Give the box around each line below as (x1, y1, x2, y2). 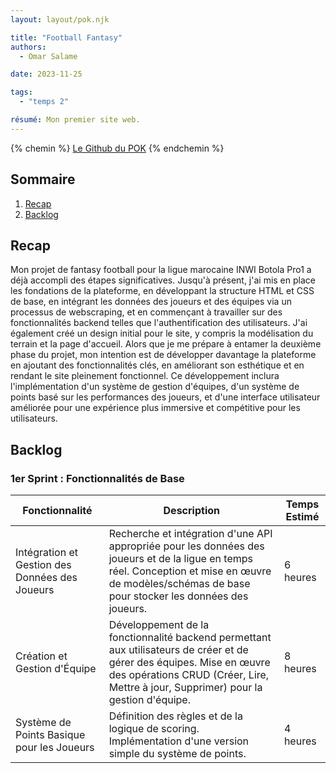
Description (163, 504, 220, 518)
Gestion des (15, 558, 72, 572)
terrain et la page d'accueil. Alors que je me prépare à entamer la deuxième (10, 338, 322, 350)
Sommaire (10, 171, 76, 188)
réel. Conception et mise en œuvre (108, 564, 272, 578)
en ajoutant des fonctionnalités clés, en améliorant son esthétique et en (10, 359, 305, 371)
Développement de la (108, 618, 210, 632)
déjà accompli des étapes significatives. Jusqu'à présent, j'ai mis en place (10, 274, 316, 286)
